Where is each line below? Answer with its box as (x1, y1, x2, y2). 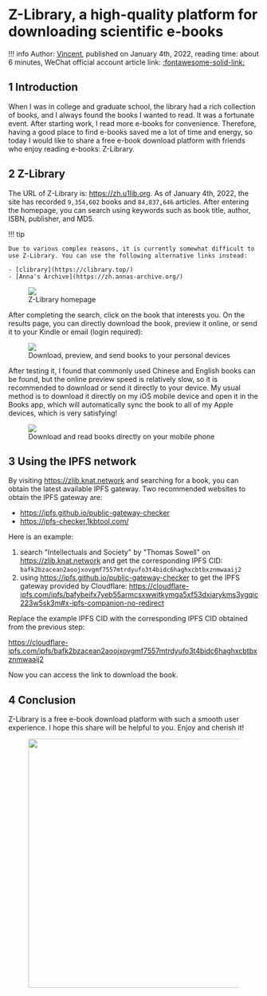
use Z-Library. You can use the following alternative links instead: (8, 251, 248, 260)
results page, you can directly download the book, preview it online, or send (8, 318, 257, 328)
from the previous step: (8, 622, 85, 632)
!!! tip (8, 229, 26, 238)
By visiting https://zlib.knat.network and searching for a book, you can (8, 476, 239, 486)
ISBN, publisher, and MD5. (8, 214, 95, 223)
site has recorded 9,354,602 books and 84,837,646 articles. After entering (8, 197, 249, 207)
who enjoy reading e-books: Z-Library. (8, 144, 135, 153)
